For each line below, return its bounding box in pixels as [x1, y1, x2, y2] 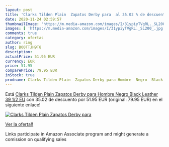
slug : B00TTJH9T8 [5, 45, 42, 50]
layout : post [5, 7, 33, 13]
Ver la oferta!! [5, 121, 34, 127]
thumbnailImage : [5, 21, 39, 27]
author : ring [5, 40, 33, 45]
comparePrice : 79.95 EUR [5, 68, 57, 73]
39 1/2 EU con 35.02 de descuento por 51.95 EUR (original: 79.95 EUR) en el [5, 96, 162, 102]
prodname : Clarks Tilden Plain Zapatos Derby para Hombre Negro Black [5, 77, 163, 82]
